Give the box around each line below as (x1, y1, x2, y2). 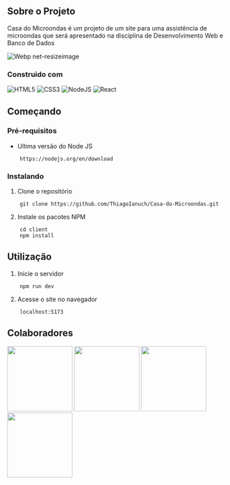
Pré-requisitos (7, 126, 57, 136)
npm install (19, 232, 54, 239)
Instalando (7, 171, 44, 181)
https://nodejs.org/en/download (19, 155, 113, 162)
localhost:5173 (19, 308, 64, 315)
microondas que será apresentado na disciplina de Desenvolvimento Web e (7, 31, 224, 40)
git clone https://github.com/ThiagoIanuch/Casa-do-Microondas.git (19, 201, 219, 207)
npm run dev (19, 282, 54, 290)
